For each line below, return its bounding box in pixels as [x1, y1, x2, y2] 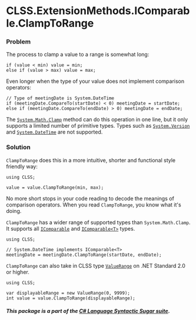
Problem [6, 38, 31, 46]
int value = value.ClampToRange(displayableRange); [6, 295, 135, 301]
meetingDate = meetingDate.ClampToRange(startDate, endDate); [6, 252, 162, 258]
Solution [6, 143, 31, 151]
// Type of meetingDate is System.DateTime [6, 95, 115, 101]
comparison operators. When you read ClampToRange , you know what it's [6, 201, 181, 208]
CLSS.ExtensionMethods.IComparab [6, 4, 190, 18]
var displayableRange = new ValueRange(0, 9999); [6, 290, 131, 296]
